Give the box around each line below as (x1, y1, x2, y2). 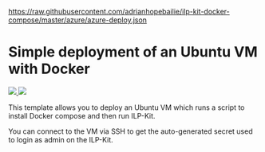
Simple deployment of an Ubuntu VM (8, 43, 258, 61)
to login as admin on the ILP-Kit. (8, 134, 113, 144)
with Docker (8, 60, 90, 78)
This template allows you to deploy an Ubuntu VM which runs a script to (8, 103, 245, 112)
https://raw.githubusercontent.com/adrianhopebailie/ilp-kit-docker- (8, 7, 230, 16)
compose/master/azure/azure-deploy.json (8, 15, 148, 25)
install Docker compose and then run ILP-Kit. (8, 111, 156, 120)
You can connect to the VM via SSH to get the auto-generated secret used (8, 127, 253, 136)
